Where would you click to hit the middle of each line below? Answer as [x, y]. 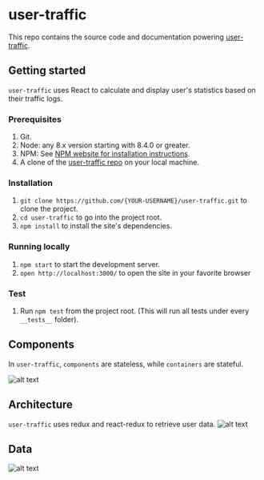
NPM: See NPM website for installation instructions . [105, 154]
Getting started [47, 71]
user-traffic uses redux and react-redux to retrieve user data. [112, 424]
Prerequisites [35, 119]
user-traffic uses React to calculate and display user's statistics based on [132, 90]
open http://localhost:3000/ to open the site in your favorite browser [135, 272]
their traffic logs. [36, 99]
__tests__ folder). [49, 319]
